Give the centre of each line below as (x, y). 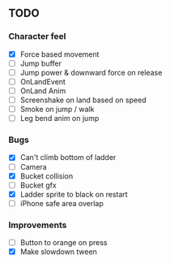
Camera (33, 166)
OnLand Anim (43, 91)
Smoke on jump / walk (57, 110)
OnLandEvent (43, 81)
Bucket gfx (38, 185)
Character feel (37, 37)
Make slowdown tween (58, 252)
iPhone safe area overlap (62, 203)
